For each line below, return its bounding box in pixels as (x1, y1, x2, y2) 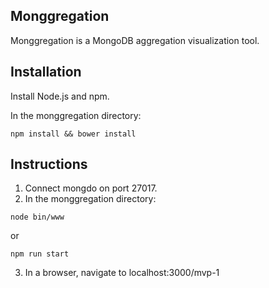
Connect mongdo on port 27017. (24, 182, 158, 194)
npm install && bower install (10, 129, 137, 139)
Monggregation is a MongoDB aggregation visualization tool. (10, 34, 260, 46)
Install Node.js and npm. (10, 90, 110, 102)
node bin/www (10, 212, 65, 223)
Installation (10, 64, 82, 81)
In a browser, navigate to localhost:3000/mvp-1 (24, 267, 220, 279)
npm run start (10, 249, 70, 259)
